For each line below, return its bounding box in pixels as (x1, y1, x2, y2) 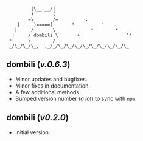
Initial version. (15, 128, 51, 136)
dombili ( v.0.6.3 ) (6, 60, 71, 70)
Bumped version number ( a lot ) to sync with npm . (15, 95, 137, 102)
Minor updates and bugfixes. (15, 75, 88, 83)
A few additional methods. (15, 88, 81, 95)
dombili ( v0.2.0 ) (6, 112, 69, 123)
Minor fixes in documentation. (15, 82, 90, 89)
